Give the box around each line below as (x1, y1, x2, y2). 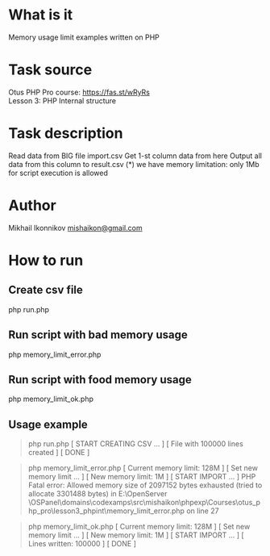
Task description (8, 124, 123, 143)
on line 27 (186, 506, 219, 516)
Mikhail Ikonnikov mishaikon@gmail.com (8, 223, 143, 232)
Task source (8, 61, 93, 79)
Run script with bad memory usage (8, 328, 188, 342)
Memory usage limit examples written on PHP (8, 32, 160, 42)
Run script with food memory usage (8, 373, 192, 387)
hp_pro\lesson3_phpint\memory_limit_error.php (27, 506, 185, 516)
